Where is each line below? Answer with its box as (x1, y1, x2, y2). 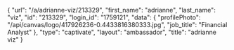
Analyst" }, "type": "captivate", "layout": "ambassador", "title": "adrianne (7, 28, 216, 36)
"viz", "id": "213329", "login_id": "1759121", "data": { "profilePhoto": (7, 13, 201, 22)
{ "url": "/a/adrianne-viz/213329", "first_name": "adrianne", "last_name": (7, 6, 216, 14)
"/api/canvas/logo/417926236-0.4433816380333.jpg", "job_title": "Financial (7, 21, 228, 28)
